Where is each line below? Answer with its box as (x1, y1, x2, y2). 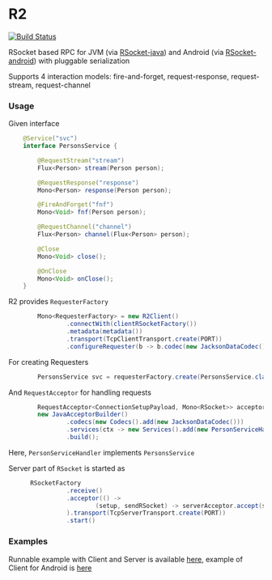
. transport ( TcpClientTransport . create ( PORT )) (66, 335, 223, 343)
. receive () (66, 486, 104, 494)
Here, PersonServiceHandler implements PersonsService (8, 447, 195, 457)
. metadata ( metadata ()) (66, 328, 143, 336)
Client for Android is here (8, 563, 92, 573)
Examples (8, 536, 49, 547)
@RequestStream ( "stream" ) (37, 156, 125, 164)
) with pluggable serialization (33, 56, 130, 66)
